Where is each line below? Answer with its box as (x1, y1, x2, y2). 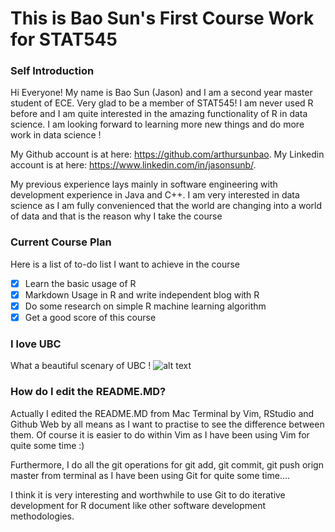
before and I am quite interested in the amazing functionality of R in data (10, 108, 308, 120)
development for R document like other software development (10, 499, 267, 511)
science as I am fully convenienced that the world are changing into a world (10, 200, 323, 212)
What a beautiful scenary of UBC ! (10, 360, 152, 372)
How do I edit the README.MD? (10, 385, 167, 399)
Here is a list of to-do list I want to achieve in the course (10, 258, 241, 270)
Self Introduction (10, 64, 95, 78)
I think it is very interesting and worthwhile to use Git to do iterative (10, 488, 286, 501)
